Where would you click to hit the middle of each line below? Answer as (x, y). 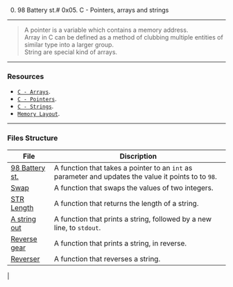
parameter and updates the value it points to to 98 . (136, 176)
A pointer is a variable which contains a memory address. (106, 30)
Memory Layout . (38, 114)
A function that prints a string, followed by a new (133, 219)
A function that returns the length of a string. (127, 203)
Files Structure (33, 138)
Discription (138, 156)
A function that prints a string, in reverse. (121, 243)
